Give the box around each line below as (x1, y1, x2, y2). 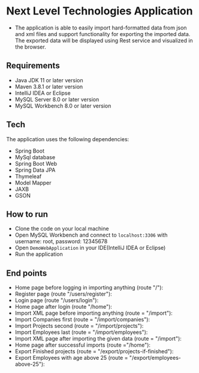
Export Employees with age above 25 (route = (14, 354, 128, 362)
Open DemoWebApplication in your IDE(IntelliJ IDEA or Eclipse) (14, 244, 166, 252)
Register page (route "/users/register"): (14, 290, 112, 298)
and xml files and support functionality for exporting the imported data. (14, 30, 191, 37)
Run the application (14, 250, 63, 258)
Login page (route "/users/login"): (14, 297, 99, 304)
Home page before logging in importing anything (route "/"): (14, 284, 164, 291)
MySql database (14, 153, 56, 160)
